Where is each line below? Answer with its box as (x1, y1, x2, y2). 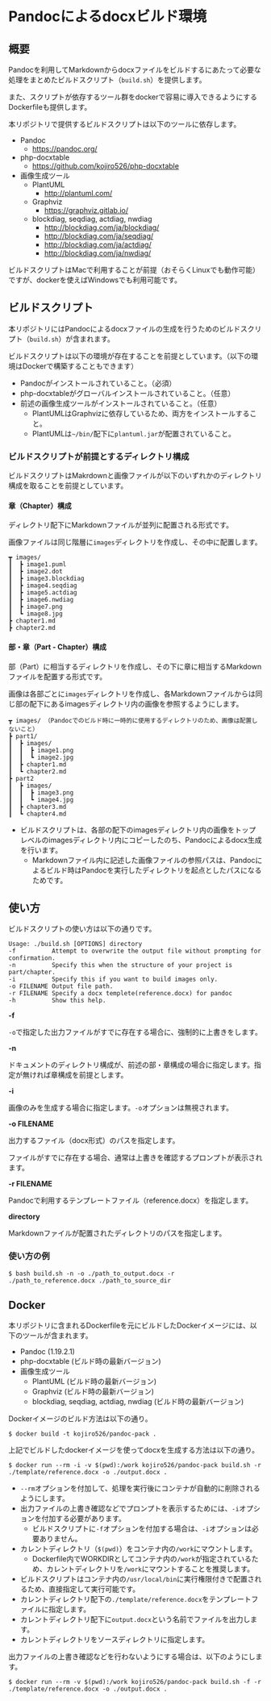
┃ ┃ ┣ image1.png (8, 746, 74, 754)
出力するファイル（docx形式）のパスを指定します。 (8, 1136, 180, 1145)
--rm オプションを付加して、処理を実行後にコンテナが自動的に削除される (19, 1483, 261, 1493)
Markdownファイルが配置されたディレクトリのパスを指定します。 (8, 1228, 227, 1238)
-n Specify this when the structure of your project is (8, 961, 232, 969)
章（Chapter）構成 (8, 501, 73, 511)
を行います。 (19, 844, 63, 855)
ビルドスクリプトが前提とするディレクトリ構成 (8, 451, 190, 462)
